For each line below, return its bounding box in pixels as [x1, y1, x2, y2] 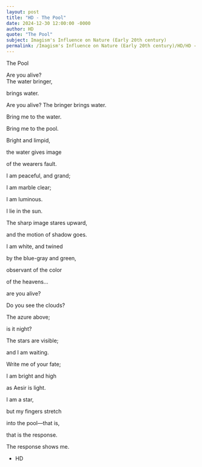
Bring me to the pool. [6, 125, 59, 132]
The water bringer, [6, 77, 53, 85]
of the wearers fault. [6, 160, 57, 167]
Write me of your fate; [6, 360, 61, 368]
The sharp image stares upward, [6, 219, 88, 226]
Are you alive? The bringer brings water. [6, 101, 107, 108]
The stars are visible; [6, 337, 59, 344]
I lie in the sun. [6, 207, 43, 215]
